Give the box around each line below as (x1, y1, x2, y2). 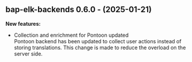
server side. (13, 50, 43, 57)
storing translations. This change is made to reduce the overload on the (13, 44, 186, 51)
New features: (5, 20, 41, 27)
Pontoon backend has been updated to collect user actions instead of (13, 37, 181, 44)
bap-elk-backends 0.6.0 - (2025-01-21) (5, 5, 152, 15)
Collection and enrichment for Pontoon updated (13, 32, 129, 39)
